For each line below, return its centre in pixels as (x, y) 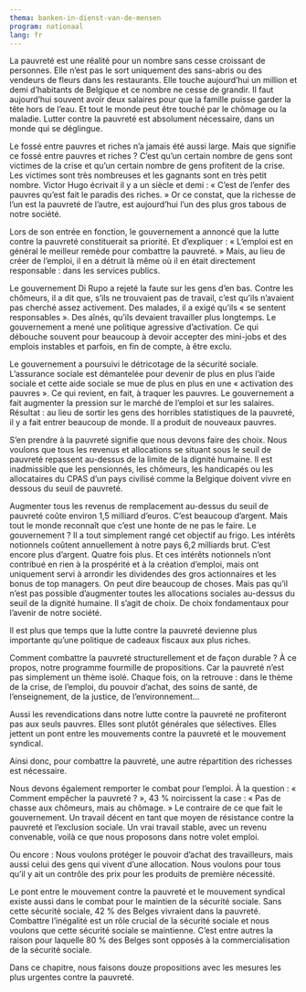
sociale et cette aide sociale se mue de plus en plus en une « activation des (152, 383)
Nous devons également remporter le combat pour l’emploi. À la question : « (153, 788)
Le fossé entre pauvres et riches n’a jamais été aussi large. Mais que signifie (153, 146)
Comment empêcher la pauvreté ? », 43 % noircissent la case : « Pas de (145, 799)
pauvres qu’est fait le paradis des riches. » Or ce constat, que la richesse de (153, 195)
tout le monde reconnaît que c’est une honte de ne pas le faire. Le (133, 526)
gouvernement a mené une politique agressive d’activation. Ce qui (134, 327)
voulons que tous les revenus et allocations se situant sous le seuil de (141, 450)
